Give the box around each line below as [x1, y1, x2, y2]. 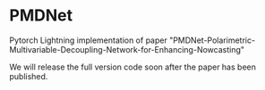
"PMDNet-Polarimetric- [168, 35, 256, 45]
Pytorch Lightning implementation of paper [9, 35, 167, 45]
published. [9, 70, 48, 81]
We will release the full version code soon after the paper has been [9, 61, 257, 72]
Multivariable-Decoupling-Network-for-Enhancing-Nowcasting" [9, 44, 244, 54]
